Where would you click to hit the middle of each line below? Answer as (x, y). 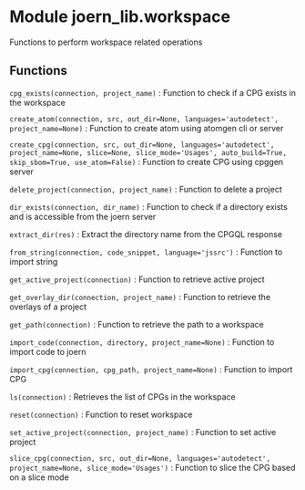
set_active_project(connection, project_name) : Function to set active (143, 432)
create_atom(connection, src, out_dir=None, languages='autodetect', (144, 119)
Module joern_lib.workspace (120, 17)
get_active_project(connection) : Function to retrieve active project (137, 279)
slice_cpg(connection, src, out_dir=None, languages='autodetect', (140, 458)
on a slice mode (40, 477)
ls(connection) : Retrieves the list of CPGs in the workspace (123, 396)
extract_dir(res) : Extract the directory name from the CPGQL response (146, 234)
